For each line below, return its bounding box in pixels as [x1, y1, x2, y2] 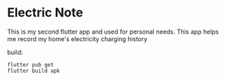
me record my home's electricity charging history [7, 34, 148, 43]
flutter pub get [7, 61, 54, 68]
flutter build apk [7, 67, 60, 74]
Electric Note [7, 5, 84, 21]
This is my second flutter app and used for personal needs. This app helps [7, 27, 219, 36]
